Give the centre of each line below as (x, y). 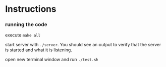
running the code (26, 25)
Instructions (31, 9)
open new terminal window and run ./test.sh (52, 60)
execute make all (23, 35)
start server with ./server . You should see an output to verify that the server (83, 45)
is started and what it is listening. (39, 50)
